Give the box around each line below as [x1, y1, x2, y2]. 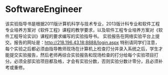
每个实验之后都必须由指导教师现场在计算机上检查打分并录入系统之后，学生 [5, 45, 158, 51]
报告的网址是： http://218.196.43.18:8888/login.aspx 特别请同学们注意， [13, 39, 160, 45]
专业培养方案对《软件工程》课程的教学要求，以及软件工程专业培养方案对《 [5, 26, 158, 33]
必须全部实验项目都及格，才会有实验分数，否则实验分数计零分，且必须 [13, 58, 158, 64]
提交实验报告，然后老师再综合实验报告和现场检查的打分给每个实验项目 [9, 51, 154, 58]
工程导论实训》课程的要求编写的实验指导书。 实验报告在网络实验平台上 [9, 33, 155, 39]
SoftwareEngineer [5, 3, 82, 15]
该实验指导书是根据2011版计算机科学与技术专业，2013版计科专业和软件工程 [5, 20, 160, 26]
